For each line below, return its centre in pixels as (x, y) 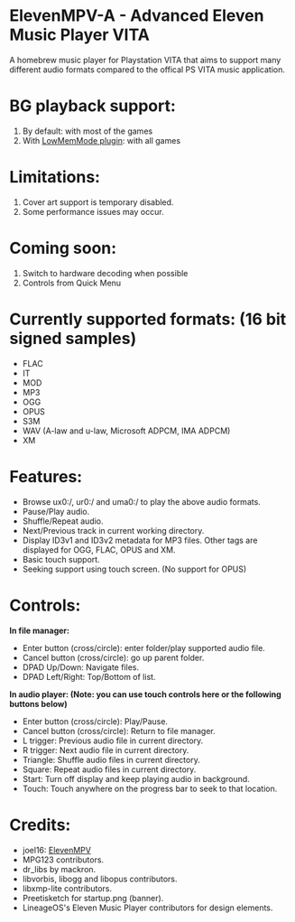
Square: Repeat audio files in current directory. (109, 769)
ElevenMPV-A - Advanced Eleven (137, 16)
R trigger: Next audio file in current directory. (106, 750)
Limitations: (55, 177)
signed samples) (73, 338)
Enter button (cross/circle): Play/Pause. (95, 721)
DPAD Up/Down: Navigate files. (81, 667)
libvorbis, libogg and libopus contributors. (100, 879)
